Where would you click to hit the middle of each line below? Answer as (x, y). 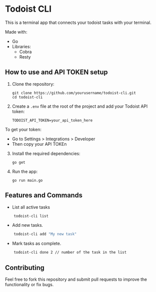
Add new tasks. (28, 225)
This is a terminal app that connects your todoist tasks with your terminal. (78, 22)
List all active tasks (31, 207)
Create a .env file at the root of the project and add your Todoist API (80, 106)
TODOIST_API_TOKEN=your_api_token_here (52, 120)
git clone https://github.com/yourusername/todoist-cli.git (74, 93)
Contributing (25, 267)
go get (19, 162)
